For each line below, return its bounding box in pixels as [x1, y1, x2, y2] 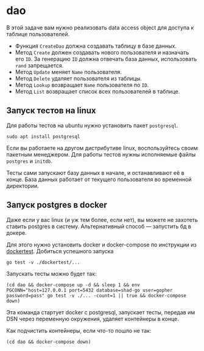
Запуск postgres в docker [6, 200, 108, 210]
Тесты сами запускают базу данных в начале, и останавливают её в [6, 169, 185, 176]
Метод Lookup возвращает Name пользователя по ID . [15, 81, 149, 89]
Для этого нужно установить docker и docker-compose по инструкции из [6, 241, 197, 248]
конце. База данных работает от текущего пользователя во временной [6, 175, 192, 183]
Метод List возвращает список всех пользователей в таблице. [15, 87, 180, 95]
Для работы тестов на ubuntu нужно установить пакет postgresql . [6, 122, 178, 129]
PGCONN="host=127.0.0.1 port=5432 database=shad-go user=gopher [6, 287, 173, 294]
